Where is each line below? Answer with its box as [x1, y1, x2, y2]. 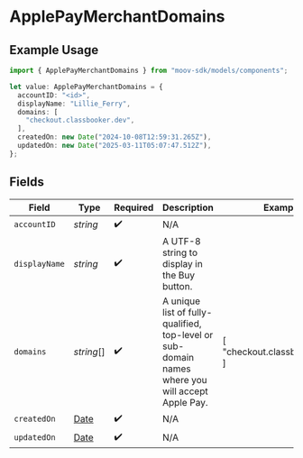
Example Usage [9, 42, 99, 58]
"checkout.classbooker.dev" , [25, 115, 135, 125]
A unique [161, 295, 201, 307]
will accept [161, 385, 209, 398]
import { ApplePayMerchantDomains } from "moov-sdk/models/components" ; [9, 66, 289, 75]
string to [161, 246, 198, 259]
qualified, [161, 317, 202, 330]
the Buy [161, 269, 196, 281]
